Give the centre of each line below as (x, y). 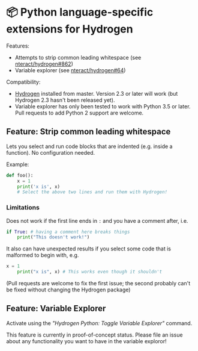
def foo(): (20, 175)
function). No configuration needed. (51, 152)
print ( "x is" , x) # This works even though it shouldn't (90, 272)
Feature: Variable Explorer (56, 309)
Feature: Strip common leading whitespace (88, 132)
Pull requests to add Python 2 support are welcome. (79, 113)
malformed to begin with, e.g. (43, 255)
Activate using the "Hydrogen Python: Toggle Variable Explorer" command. (99, 323)
